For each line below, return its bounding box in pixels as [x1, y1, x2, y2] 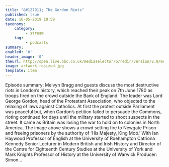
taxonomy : [5, 21, 26, 27]
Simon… [5, 157, 23, 162]
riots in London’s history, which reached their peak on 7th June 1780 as [5, 88, 153, 93]
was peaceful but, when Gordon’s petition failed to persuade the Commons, [5, 109, 162, 115]
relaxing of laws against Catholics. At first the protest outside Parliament [5, 104, 155, 109]
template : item [5, 68, 37, 73]
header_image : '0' [5, 54, 44, 59]
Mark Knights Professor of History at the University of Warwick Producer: [5, 151, 157, 157]
